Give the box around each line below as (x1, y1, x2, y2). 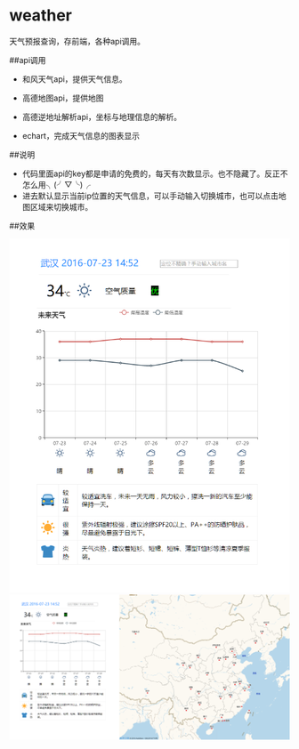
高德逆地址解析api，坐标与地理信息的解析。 (21, 111, 182, 122)
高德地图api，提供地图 (21, 93, 104, 103)
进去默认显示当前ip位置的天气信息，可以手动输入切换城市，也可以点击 (21, 190, 279, 201)
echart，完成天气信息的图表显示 (21, 130, 141, 141)
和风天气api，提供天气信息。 (21, 73, 127, 85)
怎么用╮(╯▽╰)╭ (21, 179, 92, 189)
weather (9, 5, 73, 26)
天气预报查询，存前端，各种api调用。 (9, 36, 145, 46)
